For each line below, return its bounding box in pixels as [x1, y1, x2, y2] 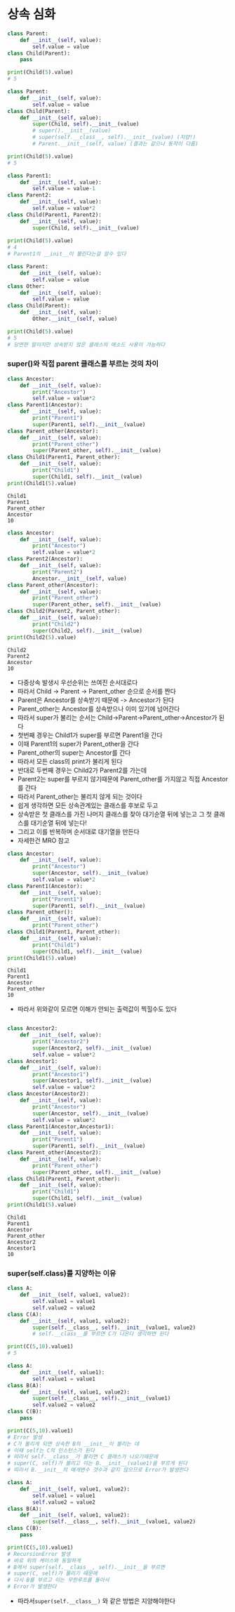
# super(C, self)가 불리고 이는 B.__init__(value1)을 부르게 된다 [7, 1460, 188, 1467]
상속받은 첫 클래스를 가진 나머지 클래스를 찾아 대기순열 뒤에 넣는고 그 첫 [17, 810, 213, 818]
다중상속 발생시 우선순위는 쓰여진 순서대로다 [17, 678, 138, 687]
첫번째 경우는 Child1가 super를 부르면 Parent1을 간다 [17, 731, 163, 739]
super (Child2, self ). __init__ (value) [32, 627, 142, 634]
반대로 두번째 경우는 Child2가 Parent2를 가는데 [17, 766, 147, 774]
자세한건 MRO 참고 [17, 836, 70, 845]
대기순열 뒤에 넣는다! [30, 819, 88, 827]
